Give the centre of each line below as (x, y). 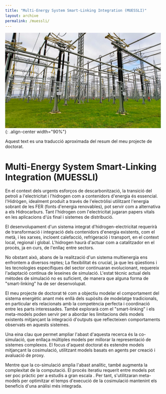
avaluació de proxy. (25, 355)
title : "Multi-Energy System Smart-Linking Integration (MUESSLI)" (76, 10)
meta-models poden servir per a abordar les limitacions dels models (75, 314)
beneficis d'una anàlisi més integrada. (44, 386)
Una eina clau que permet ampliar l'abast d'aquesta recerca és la (71, 335)
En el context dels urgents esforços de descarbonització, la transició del (79, 191)
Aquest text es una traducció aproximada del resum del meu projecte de (79, 142)
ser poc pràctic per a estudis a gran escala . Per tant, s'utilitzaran (71, 376)
